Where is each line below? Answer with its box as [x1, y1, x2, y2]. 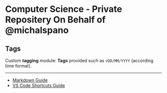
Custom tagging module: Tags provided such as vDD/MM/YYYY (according [5, 58, 154, 63]
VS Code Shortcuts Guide [12, 83, 66, 88]
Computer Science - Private [5, 3, 122, 15]
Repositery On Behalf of [5, 14, 106, 25]
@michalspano [5, 25, 69, 36]
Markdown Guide [12, 77, 48, 83]
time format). [5, 63, 32, 69]
